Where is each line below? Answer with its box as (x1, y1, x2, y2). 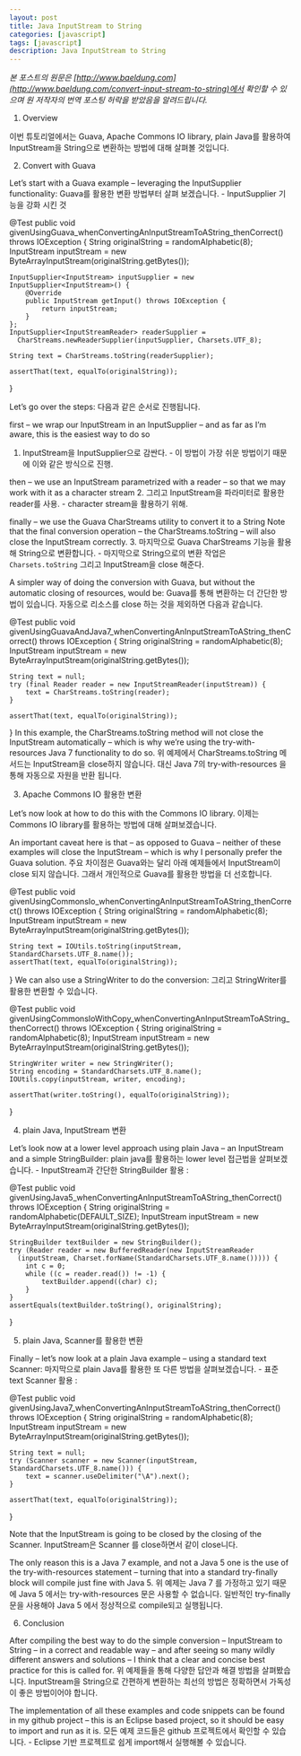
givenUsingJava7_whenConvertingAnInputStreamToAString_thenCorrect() (9, 1402, 281, 1413)
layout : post (9, 13, 58, 22)
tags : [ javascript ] (9, 38, 82, 48)
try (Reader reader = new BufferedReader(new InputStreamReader (9, 1246, 254, 1255)
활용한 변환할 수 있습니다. (9, 986, 99, 997)
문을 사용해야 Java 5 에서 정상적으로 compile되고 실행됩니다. (9, 1600, 223, 1611)
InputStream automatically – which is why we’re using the (9, 737, 221, 747)
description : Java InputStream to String (9, 47, 167, 56)
